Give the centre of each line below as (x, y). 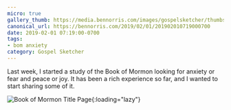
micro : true (24, 13)
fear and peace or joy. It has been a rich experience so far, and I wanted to (113, 78)
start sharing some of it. (41, 86)
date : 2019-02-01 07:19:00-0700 (53, 33)
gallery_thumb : (29, 20)
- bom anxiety (27, 45)
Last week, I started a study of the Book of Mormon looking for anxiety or (111, 71)
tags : (15, 39)
